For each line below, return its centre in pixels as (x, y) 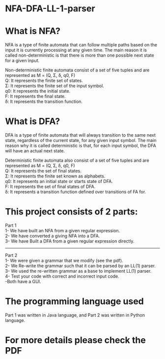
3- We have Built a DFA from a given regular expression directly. (70, 241)
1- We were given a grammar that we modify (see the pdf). (64, 260)
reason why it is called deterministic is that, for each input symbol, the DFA (81, 145)
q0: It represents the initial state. (38, 91)
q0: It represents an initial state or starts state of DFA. (59, 181)
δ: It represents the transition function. (44, 102)
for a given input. (22, 61)
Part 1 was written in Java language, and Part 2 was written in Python (75, 315)
